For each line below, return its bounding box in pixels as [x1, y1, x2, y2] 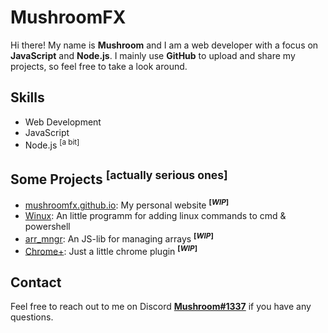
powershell [24, 220, 71, 232]
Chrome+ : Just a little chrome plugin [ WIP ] [24, 243, 198, 257]
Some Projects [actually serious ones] [10, 167, 228, 188]
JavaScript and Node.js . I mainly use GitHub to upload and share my [10, 49, 296, 61]
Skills [10, 89, 45, 106]
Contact [10, 274, 62, 291]
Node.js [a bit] [24, 137, 80, 151]
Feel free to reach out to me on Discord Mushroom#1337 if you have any [10, 301, 312, 312]
